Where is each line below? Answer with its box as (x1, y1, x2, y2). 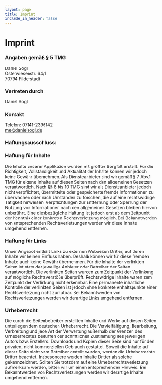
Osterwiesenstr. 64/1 (5, 70, 46, 76)
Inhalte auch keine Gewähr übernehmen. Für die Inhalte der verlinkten (5, 258, 144, 265)
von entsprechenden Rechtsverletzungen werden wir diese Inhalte (5, 220, 137, 226)
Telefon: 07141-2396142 (5, 122, 53, 128)
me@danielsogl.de (5, 127, 43, 133)
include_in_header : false (5, 16, 57, 21)
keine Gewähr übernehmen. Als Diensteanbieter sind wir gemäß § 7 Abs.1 (5, 173, 151, 180)
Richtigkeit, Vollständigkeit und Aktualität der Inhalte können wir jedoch (5, 168, 147, 174)
